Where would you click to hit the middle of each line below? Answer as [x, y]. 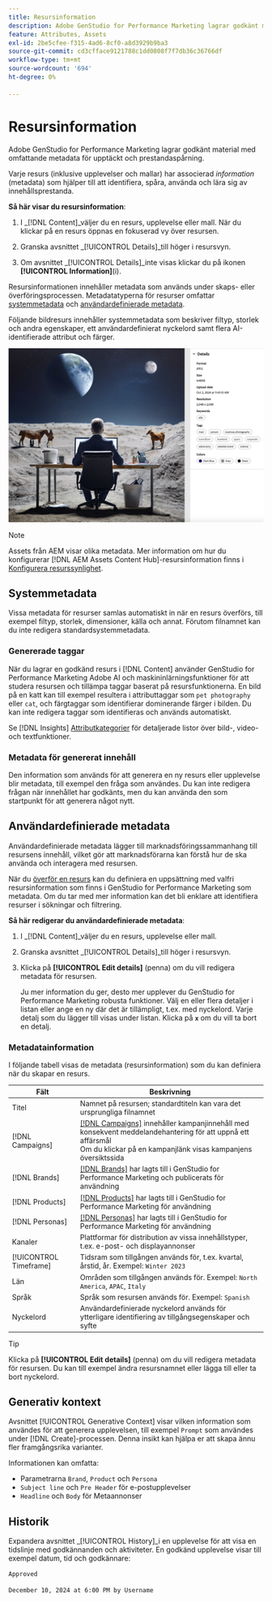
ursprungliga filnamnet [117, 1112]
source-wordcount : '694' [50, 69]
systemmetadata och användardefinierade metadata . [97, 303]
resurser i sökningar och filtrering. [65, 904]
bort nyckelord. [34, 1377]
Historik [29, 1521]
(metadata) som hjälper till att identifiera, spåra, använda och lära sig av [128, 182]
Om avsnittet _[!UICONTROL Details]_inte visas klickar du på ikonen [133, 262]
